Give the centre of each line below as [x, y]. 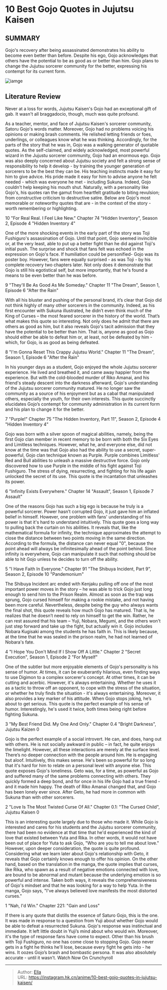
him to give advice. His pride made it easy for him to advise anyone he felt [81, 176]
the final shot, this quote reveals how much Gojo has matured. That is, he [80, 610]
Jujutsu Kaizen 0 [22, 729]
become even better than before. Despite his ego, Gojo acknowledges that [82, 55]
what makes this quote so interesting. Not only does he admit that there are [82, 321]
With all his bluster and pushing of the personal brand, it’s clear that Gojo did [83, 300]
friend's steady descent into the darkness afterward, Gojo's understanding [82, 383]
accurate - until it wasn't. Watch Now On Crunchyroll [59, 958]
